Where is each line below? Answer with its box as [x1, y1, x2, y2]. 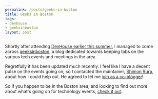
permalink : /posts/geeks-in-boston [5, 7, 78, 12]
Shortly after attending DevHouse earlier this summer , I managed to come [5, 44, 153, 49]
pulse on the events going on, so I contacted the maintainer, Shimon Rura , [5, 69, 154, 74]
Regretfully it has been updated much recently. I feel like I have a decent [5, 63, 150, 69]
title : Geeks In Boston [5, 12, 54, 17]
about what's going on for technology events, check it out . [5, 89, 123, 94]
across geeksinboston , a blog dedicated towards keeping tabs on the [5, 49, 144, 54]
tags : [5, 16, 16, 21]
